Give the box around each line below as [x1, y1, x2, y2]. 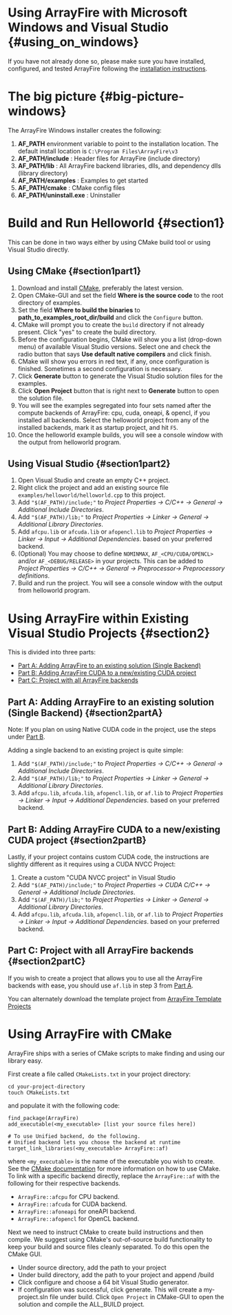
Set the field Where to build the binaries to [17, 305, 140, 314]
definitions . [17, 571, 50, 580]
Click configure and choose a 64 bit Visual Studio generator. [17, 1278, 189, 1286]
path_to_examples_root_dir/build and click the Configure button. [17, 313, 204, 321]
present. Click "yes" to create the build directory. [17, 328, 157, 336]
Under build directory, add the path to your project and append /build [17, 1270, 214, 1279]
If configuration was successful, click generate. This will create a [17, 1285, 202, 1294]
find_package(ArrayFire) [8, 1115, 79, 1122]
